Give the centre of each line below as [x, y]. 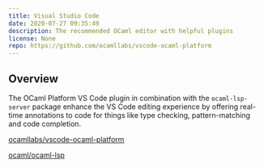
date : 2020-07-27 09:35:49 [54, 23]
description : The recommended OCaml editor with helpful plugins [121, 31]
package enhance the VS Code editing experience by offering [135, 107]
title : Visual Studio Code [54, 16]
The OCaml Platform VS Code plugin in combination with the [109, 98]
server [19, 107]
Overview [34, 79]
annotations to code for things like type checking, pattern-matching [138, 115]
